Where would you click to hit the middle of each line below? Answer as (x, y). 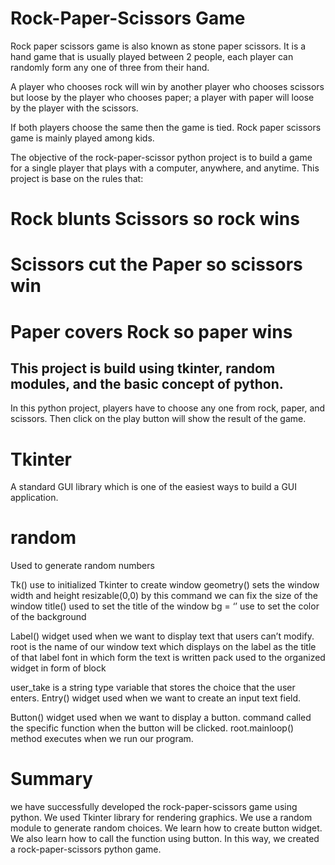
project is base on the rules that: (77, 178)
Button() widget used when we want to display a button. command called (161, 718)
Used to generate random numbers (82, 566)
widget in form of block (58, 668)
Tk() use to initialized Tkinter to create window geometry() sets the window (165, 585)
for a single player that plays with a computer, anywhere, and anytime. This (165, 168)
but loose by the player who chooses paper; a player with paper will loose (162, 97)
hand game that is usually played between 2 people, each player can (152, 56)
